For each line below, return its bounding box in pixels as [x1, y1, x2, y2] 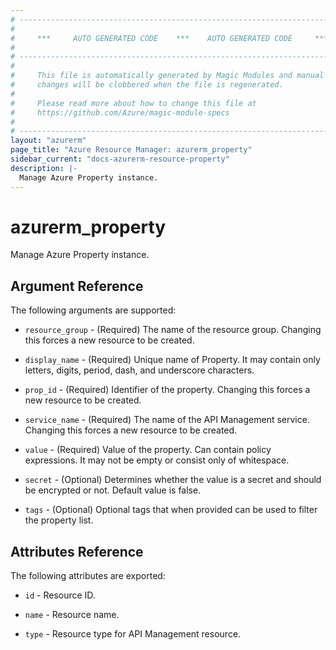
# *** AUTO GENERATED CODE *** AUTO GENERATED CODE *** [10, 33, 329, 43]
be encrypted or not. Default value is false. [24, 484, 202, 496]
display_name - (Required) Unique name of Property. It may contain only [24, 354, 321, 366]
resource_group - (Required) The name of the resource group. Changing [24, 324, 322, 336]
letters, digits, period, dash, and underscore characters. [24, 364, 255, 376]
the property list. [24, 514, 94, 526]
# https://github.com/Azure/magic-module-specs [10, 107, 230, 118]
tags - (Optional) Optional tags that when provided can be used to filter [24, 504, 318, 516]
